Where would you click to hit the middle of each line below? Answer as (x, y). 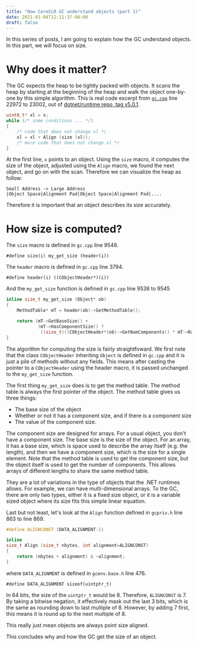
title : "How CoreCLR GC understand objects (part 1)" (74, 11)
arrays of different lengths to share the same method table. (77, 471)
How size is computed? (64, 229)
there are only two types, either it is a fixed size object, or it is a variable (93, 495)
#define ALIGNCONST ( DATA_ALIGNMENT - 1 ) (55, 529)
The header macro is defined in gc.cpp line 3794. (65, 267)
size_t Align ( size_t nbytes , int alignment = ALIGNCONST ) (77, 546)
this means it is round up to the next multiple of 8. (66, 614)
